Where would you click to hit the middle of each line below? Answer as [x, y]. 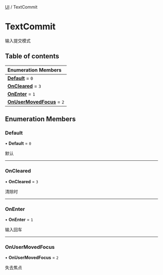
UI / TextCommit [21, 7]
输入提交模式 [18, 40]
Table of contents [32, 56]
